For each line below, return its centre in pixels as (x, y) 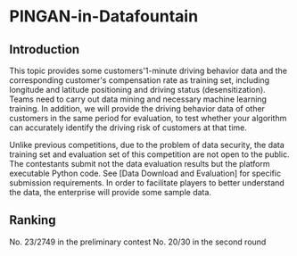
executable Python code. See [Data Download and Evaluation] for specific (145, 173)
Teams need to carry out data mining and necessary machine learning (138, 99)
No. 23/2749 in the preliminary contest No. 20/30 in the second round (138, 242)
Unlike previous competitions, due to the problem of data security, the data (147, 145)
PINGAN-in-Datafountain (104, 17)
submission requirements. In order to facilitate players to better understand (147, 183)
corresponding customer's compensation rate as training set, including (140, 80)
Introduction (45, 50)
